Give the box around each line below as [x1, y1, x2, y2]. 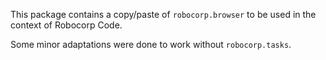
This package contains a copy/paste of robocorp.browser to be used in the [10, 9, 317, 20]
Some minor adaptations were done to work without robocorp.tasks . [10, 39, 292, 50]
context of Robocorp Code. [10, 19, 123, 31]
